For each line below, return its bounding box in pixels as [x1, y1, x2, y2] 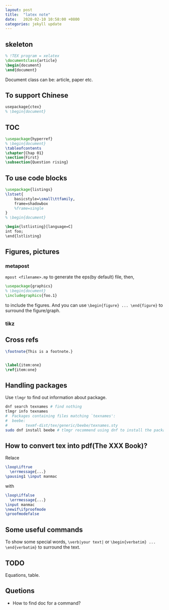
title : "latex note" [5, 12, 51, 17]
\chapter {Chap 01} [5, 150, 44, 156]
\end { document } [5, 67, 37, 72]
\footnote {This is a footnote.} [5, 349, 73, 354]
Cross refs [5, 336, 39, 344]
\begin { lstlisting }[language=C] [5, 224, 73, 230]
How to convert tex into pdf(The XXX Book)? [5, 441, 147, 450]
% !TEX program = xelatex [5, 53, 59, 58]
